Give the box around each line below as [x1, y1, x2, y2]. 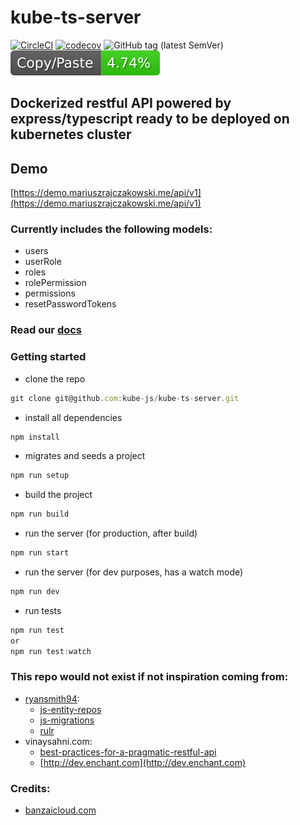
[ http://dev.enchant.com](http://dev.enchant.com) [39, 756, 247, 768]
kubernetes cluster [10, 126, 132, 143]
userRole [24, 256, 62, 268]
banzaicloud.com [24, 804, 97, 816]
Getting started [10, 350, 87, 364]
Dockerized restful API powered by [10, 95, 232, 112]
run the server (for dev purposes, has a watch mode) [24, 566, 244, 578]
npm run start [10, 548, 70, 558]
